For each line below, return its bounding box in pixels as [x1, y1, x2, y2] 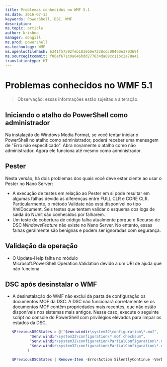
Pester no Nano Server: [5, 181, 53, 186]
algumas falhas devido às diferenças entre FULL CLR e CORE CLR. [12, 195, 149, 201]
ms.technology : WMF [5, 44, 46, 49]
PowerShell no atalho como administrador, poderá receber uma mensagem [5, 137, 159, 143]
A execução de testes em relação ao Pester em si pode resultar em [12, 190, 150, 196]
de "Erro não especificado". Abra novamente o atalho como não [5, 143, 136, 148]
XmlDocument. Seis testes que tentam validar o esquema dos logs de [12, 206, 155, 212]
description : [5, 21, 32, 26]
